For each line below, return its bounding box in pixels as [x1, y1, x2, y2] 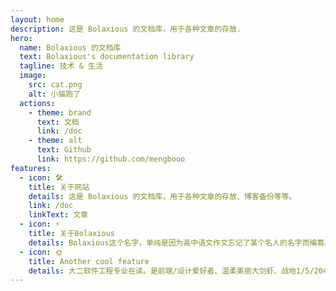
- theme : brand [28, 107, 92, 118]
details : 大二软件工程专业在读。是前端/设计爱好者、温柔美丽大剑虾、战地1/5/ [28, 266, 315, 276]
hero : [10, 33, 33, 43]
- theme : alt [28, 136, 83, 146]
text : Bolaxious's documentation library [19, 52, 195, 62]
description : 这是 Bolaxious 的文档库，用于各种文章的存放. [10, 24, 242, 34]
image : [19, 71, 47, 81]
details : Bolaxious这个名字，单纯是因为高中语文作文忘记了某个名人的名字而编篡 [28, 237, 325, 248]
